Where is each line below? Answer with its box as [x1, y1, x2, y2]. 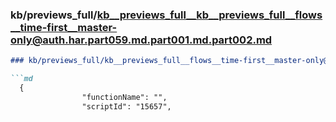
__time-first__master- [10, 20, 118, 34]
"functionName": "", [81, 92, 168, 102]
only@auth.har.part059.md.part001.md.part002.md [10, 33, 273, 47]
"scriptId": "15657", [81, 101, 172, 112]
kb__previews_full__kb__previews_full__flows [96, 8, 323, 22]
